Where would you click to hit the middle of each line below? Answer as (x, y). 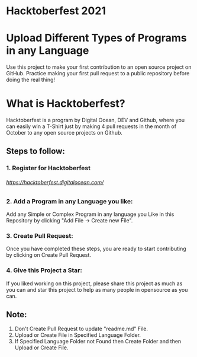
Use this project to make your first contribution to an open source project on (99, 67)
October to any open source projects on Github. (64, 133)
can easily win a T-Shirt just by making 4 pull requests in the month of (91, 126)
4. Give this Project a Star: (44, 270)
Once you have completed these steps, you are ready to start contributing (96, 249)
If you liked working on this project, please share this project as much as (94, 283)
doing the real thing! (30, 80)
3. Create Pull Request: (40, 235)
